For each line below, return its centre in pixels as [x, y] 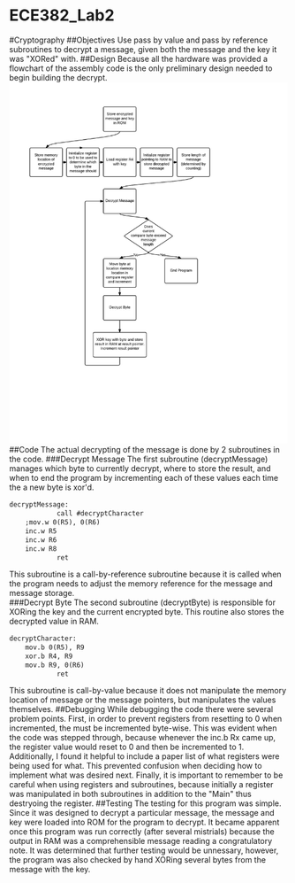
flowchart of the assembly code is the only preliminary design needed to [141, 68]
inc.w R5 [41, 531]
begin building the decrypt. [58, 77]
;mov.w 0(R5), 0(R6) [63, 523]
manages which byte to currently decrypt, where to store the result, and [140, 469]
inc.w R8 [41, 549]
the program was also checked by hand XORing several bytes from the [138, 860]
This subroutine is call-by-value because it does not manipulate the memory [148, 691]
